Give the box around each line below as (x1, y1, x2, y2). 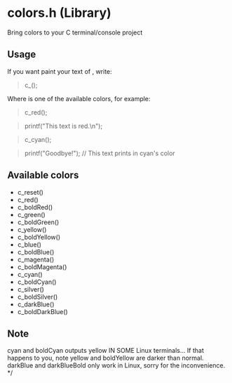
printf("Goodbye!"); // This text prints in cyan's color (24, 149, 175, 157)
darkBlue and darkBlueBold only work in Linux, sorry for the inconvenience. (7, 361, 226, 370)
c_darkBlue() (17, 300, 55, 309)
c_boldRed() (17, 202, 53, 212)
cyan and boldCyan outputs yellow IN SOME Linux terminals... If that (7, 346, 205, 355)
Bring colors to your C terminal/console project (7, 28, 143, 37)
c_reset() (17, 188, 44, 196)
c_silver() (17, 285, 44, 293)
